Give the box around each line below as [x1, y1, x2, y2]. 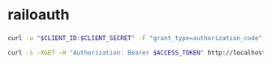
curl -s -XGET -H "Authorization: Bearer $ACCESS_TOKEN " [7, 48, 205, 57]
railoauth [7, 6, 70, 24]
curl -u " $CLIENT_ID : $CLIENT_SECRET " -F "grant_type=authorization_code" [7, 35, 263, 43]
